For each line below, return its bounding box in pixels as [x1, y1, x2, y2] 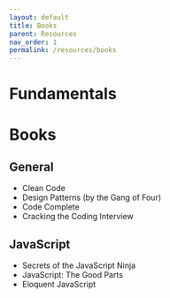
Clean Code [21, 183, 66, 194]
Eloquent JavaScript [21, 279, 97, 290]
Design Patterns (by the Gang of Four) [21, 192, 162, 203]
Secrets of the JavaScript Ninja [21, 260, 136, 271]
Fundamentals [9, 84, 117, 104]
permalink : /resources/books [9, 46, 117, 55]
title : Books [9, 21, 58, 30]
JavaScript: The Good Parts [21, 270, 124, 280]
